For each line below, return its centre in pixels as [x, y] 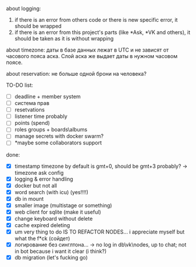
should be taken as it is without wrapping [64, 38]
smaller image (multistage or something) [63, 205]
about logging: [23, 9]
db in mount [29, 198]
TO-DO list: [20, 85]
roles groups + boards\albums [51, 130]
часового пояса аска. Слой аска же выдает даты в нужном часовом [92, 56]
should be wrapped [38, 26]
